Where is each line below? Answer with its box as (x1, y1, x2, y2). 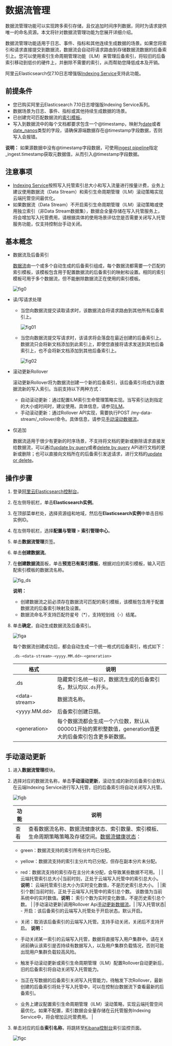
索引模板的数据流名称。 (17, 567, 67, 573)
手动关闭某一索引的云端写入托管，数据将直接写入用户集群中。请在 (20, 936, 160, 942)
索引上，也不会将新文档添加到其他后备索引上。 (20, 348, 119, 354)
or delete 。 (12, 457, 37, 464)
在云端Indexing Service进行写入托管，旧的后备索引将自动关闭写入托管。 (12, 784, 165, 790)
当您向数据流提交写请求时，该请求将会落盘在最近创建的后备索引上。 (20, 335, 164, 341)
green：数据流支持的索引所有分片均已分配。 (20, 847, 114, 853)
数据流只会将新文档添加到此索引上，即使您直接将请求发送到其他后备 (20, 341, 164, 347)
